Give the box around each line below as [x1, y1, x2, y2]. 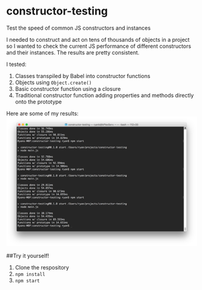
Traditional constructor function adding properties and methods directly [15, 91, 194, 99]
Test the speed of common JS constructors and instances [6, 24, 151, 31]
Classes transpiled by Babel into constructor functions [15, 72, 151, 79]
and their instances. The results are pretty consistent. [6, 48, 140, 56]
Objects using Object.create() [15, 79, 92, 86]
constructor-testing [6, 4, 108, 18]
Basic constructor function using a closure [15, 85, 121, 92]
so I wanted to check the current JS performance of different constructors [6, 42, 192, 50]
